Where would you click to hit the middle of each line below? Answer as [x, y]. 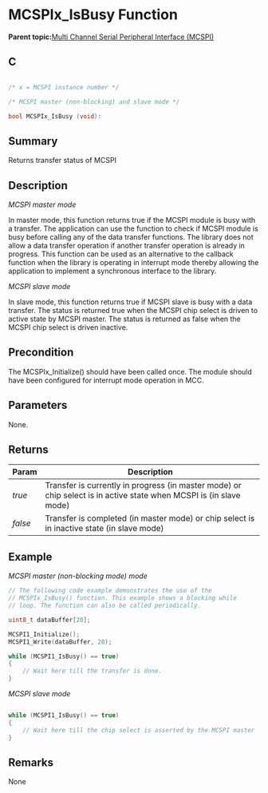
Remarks [31, 762]
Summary [33, 141]
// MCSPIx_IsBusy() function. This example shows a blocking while [123, 598]
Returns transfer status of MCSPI [63, 161]
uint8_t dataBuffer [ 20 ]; [49, 620]
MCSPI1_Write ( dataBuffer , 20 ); [60, 642]
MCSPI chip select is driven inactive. [68, 327]
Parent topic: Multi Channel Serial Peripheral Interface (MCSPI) [111, 37]
